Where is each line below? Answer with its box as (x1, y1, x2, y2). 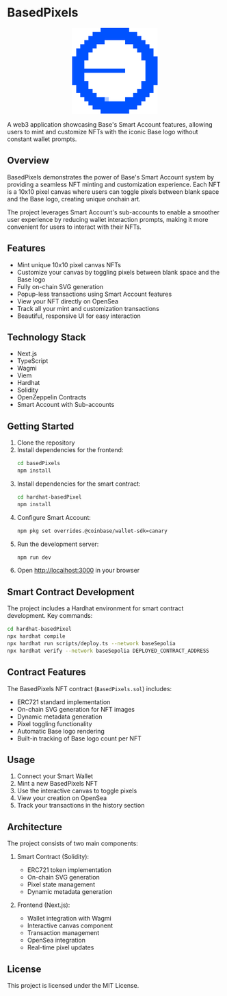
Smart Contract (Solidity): (16, 853, 90, 861)
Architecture (7, 821, 63, 833)
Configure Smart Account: (16, 513, 91, 521)
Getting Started (7, 420, 75, 432)
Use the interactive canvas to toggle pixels (16, 786, 137, 795)
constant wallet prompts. (7, 135, 77, 143)
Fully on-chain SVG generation (16, 282, 104, 290)
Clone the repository (16, 438, 75, 447)
